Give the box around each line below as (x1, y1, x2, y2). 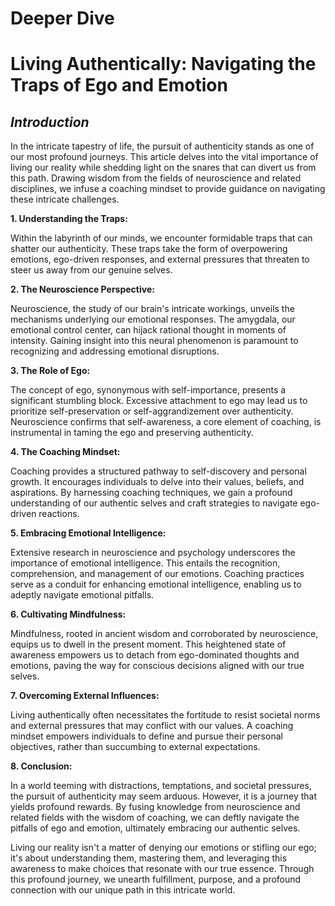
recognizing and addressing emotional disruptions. (10, 345, 220, 357)
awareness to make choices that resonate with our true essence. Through (10, 863, 315, 875)
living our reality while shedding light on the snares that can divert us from (10, 162, 317, 174)
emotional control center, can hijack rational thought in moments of (10, 324, 287, 336)
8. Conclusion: (10, 760, 73, 772)
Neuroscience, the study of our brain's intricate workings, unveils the (10, 303, 295, 315)
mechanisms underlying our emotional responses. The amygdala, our (10, 313, 296, 326)
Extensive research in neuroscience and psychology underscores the (10, 547, 296, 559)
